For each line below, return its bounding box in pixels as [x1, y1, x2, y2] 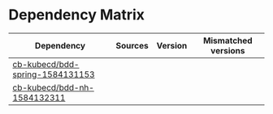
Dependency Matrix [8, 6, 145, 24]
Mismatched [202, 35, 253, 46]
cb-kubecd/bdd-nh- [12, 82, 95, 93]
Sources [115, 40, 149, 51]
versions [210, 44, 245, 56]
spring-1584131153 [12, 69, 95, 80]
